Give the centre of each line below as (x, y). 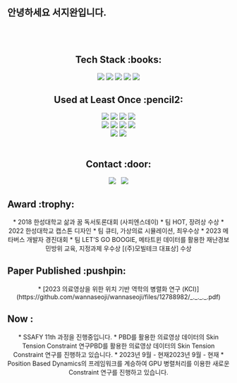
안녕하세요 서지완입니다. (57, 13)
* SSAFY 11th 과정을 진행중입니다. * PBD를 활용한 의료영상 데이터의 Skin (119, 336)
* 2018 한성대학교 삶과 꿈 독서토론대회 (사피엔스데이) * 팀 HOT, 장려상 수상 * (119, 222)
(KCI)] (191, 288)
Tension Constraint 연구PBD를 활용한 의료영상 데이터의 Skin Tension (119, 346)
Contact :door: (119, 164)
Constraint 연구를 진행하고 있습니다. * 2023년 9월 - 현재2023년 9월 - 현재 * (119, 354)
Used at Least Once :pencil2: (119, 100)
